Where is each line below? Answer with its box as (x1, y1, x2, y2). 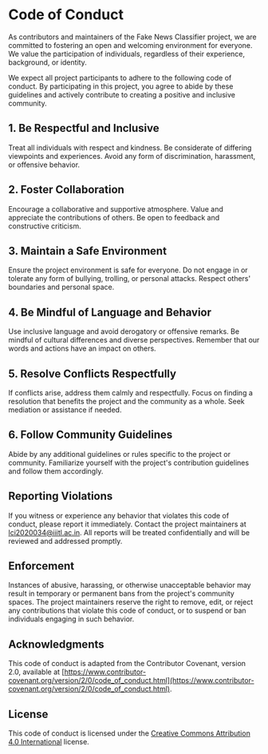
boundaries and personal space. (8, 282, 115, 292)
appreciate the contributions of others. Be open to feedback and (8, 212, 220, 222)
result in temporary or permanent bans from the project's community (8, 589, 235, 598)
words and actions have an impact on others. (8, 343, 157, 353)
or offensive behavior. (8, 160, 81, 169)
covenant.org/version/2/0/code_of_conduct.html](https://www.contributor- (8, 676, 254, 685)
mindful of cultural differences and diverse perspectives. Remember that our (8, 335, 260, 345)
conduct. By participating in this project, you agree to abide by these (8, 81, 234, 91)
